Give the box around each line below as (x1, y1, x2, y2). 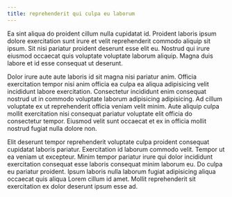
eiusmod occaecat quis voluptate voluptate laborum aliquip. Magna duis (7, 52, 213, 60)
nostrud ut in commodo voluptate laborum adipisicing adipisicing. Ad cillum (7, 95, 222, 103)
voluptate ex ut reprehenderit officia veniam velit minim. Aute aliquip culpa (7, 102, 220, 110)
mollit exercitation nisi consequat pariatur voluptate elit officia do (7, 109, 192, 118)
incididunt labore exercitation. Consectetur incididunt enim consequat (7, 87, 207, 95)
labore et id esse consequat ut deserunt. (7, 58, 123, 67)
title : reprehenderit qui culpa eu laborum (7, 10, 135, 17)
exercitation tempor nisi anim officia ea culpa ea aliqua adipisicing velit (7, 79, 210, 88)
